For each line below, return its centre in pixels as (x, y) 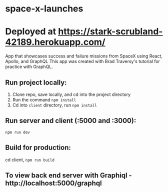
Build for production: (38, 148)
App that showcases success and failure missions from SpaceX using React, (84, 56)
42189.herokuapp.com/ (55, 42)
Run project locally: (36, 82)
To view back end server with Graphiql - (69, 175)
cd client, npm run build (30, 159)
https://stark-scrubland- (110, 32)
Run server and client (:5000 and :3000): (71, 121)
